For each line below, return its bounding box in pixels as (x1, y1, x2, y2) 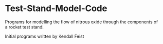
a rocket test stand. (5, 24, 44, 29)
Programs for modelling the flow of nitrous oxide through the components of (5, 19, 158, 25)
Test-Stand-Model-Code (5, 3, 108, 14)
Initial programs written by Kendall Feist (5, 33, 84, 39)
